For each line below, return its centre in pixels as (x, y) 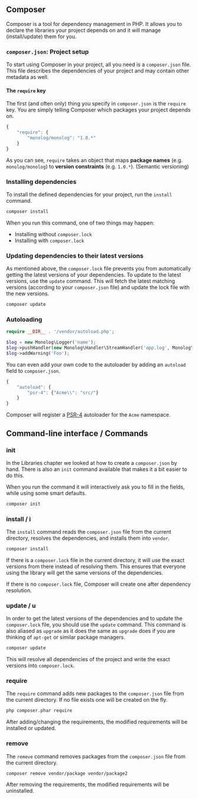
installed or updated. (31, 728)
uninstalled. (20, 791)
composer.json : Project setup (48, 51)
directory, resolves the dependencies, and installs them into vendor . (88, 538)
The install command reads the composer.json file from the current (89, 532)
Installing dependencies (41, 181)
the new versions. (28, 293)
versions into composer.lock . (40, 666)
